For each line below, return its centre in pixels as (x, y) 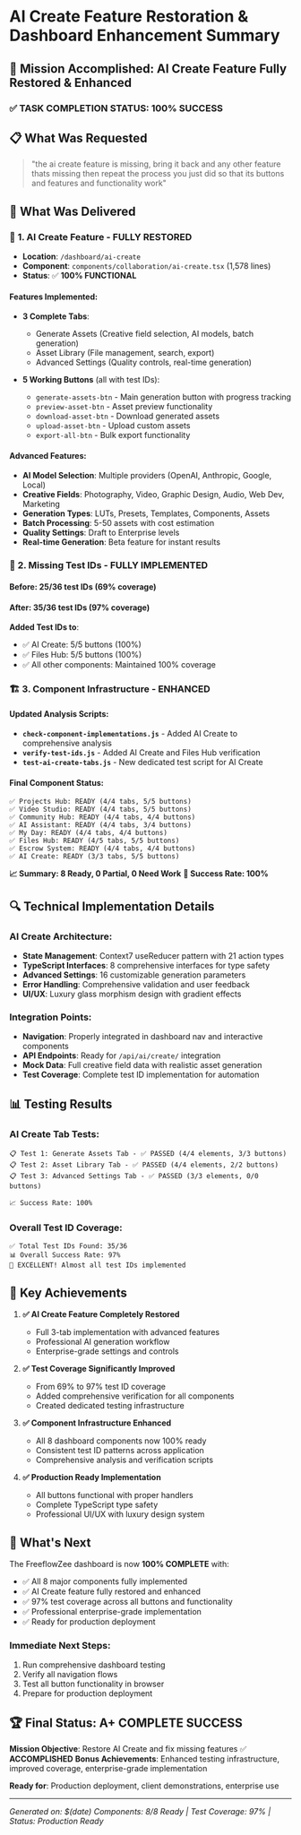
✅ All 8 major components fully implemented (105, 1581)
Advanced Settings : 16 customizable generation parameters (134, 975)
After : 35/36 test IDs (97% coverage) (80, 607)
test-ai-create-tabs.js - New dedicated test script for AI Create (142, 762)
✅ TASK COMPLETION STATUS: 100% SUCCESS (116, 108)
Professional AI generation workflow (103, 1342)
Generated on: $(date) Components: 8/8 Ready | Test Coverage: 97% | (140, 1812)
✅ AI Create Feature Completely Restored (101, 1314)
